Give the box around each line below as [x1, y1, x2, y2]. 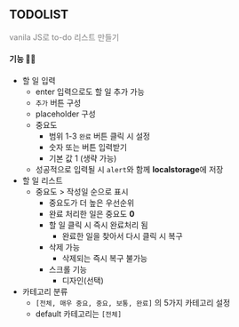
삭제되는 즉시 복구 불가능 [61, 253, 148, 264]
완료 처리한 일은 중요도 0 [48, 209, 135, 219]
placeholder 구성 [35, 108, 96, 119]
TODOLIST [9, 7, 69, 22]
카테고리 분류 [21, 286, 68, 297]
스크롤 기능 [48, 264, 87, 275]
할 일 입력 [21, 76, 56, 86]
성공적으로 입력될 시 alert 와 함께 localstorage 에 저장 [35, 164, 224, 175]
